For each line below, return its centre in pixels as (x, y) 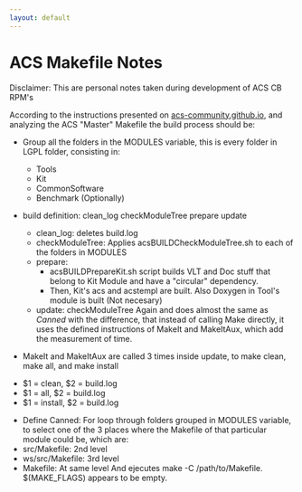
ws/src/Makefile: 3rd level (71, 459)
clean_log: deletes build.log (87, 232)
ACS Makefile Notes (86, 62)
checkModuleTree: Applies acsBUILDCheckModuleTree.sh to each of (165, 242)
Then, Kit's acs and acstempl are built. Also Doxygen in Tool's (165, 290)
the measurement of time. (84, 338)
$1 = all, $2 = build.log (64, 393)
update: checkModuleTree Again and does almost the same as (152, 309)
